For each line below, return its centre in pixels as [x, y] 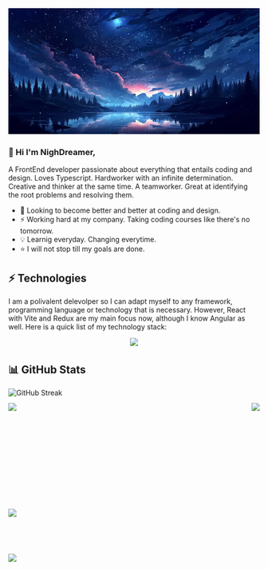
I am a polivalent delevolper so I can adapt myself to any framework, [120, 301]
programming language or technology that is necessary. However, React [127, 310]
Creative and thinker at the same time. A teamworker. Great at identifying [128, 186]
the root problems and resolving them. [71, 195]
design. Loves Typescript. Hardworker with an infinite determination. [121, 178]
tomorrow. [37, 231]
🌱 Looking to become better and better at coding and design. [120, 210]
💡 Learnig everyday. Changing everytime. [88, 240]
